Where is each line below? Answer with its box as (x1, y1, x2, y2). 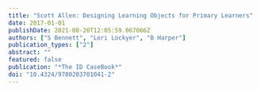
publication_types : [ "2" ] (8, 41, 94, 49)
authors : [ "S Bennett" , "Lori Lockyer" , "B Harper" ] (8, 33, 186, 42)
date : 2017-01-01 (8, 19, 66, 27)
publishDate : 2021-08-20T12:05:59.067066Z (8, 26, 151, 34)
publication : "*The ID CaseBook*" (8, 63, 123, 71)
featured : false (8, 56, 62, 64)
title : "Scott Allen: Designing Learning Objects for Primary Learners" (8, 11, 254, 20)
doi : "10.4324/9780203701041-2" (8, 70, 115, 78)
